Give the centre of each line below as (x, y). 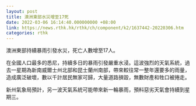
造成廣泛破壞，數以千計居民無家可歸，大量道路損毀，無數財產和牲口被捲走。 (98, 77)
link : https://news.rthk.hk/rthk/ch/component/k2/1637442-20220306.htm (95, 28)
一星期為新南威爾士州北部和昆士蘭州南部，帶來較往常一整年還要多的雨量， (100, 70)
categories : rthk (27, 33)
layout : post (22, 11)
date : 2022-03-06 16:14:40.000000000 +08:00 (61, 22)
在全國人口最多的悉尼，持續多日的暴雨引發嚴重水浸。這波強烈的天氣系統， (95, 63)
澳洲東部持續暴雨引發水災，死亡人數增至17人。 (62, 51)
